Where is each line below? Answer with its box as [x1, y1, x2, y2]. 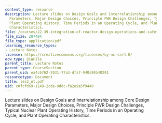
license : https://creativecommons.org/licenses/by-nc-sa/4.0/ [5, 52, 133, 57]
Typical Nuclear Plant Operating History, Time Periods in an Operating [5, 107, 144, 113]
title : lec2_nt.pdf [5, 79, 44, 84]
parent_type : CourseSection [5, 66, 62, 71]
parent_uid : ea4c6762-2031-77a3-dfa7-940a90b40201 [5, 70, 109, 75]
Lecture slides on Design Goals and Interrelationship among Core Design [5, 97, 149, 103]
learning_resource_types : [5, 43, 57, 48]
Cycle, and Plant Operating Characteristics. [5, 112, 91, 118]
